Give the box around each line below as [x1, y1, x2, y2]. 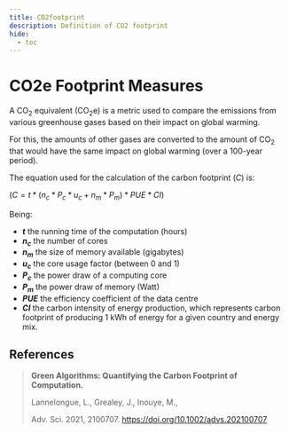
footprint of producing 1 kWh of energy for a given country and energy [21, 311, 280, 322]
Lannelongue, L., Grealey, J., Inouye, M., [30, 397, 179, 408]
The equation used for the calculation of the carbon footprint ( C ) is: [9, 172, 255, 183]
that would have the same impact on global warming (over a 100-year [9, 146, 263, 156]
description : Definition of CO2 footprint [9, 21, 168, 30]
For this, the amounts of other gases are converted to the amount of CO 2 [9, 134, 275, 146]
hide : [9, 29, 29, 38]
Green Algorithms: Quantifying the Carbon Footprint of [30, 370, 238, 382]
